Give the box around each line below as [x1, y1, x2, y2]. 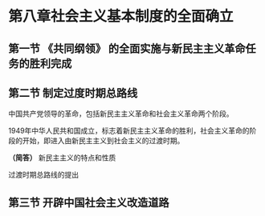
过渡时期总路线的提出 [8, 170, 79, 180]
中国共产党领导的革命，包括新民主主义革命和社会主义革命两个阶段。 [8, 109, 234, 118]
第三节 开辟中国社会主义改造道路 [8, 195, 169, 209]
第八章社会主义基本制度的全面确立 [8, 7, 234, 26]
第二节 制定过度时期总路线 [8, 86, 138, 100]
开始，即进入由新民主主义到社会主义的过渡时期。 [22, 136, 185, 146]
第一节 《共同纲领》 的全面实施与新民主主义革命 [8, 42, 246, 55]
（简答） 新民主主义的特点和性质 [8, 153, 116, 162]
